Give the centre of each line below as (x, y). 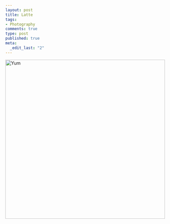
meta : (11, 43)
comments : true (21, 29)
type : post (17, 34)
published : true (22, 39)
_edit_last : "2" (27, 48)
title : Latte (19, 15)
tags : (11, 19)
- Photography (20, 24)
